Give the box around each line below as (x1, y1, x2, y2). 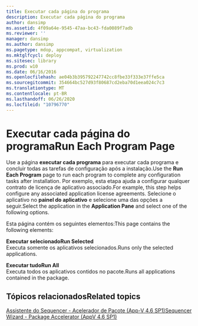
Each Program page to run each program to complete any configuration (6, 171, 181, 178)
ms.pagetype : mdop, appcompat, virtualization (6, 47, 123, 53)
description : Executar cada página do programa (6, 14, 126, 20)
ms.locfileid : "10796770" (6, 101, 70, 108)
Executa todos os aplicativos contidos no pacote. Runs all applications (6, 268, 176, 275)
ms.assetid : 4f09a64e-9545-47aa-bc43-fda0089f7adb (6, 25, 133, 31)
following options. (6, 209, 49, 216)
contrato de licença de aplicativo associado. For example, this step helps (6, 184, 181, 191)
